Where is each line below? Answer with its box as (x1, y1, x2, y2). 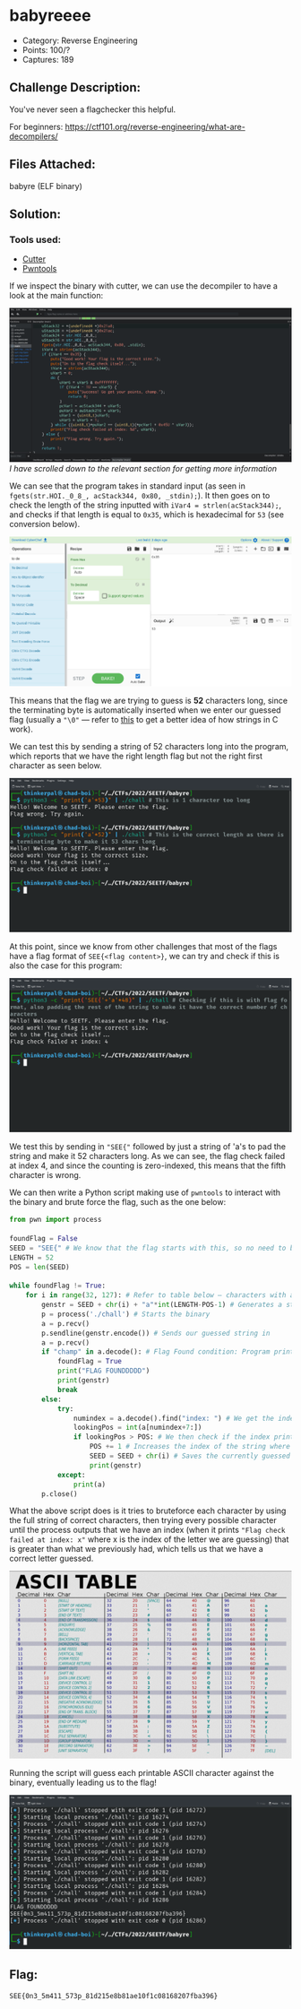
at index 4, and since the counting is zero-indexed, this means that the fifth (9, 1160, 287, 1171)
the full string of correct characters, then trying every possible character (9, 1515, 277, 1526)
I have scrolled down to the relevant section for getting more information (9, 463, 278, 474)
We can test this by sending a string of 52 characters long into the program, (9, 740, 289, 751)
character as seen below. (9, 759, 102, 771)
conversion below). (9, 519, 81, 530)
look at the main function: (9, 290, 104, 301)
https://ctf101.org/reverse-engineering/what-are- (64, 121, 246, 132)
